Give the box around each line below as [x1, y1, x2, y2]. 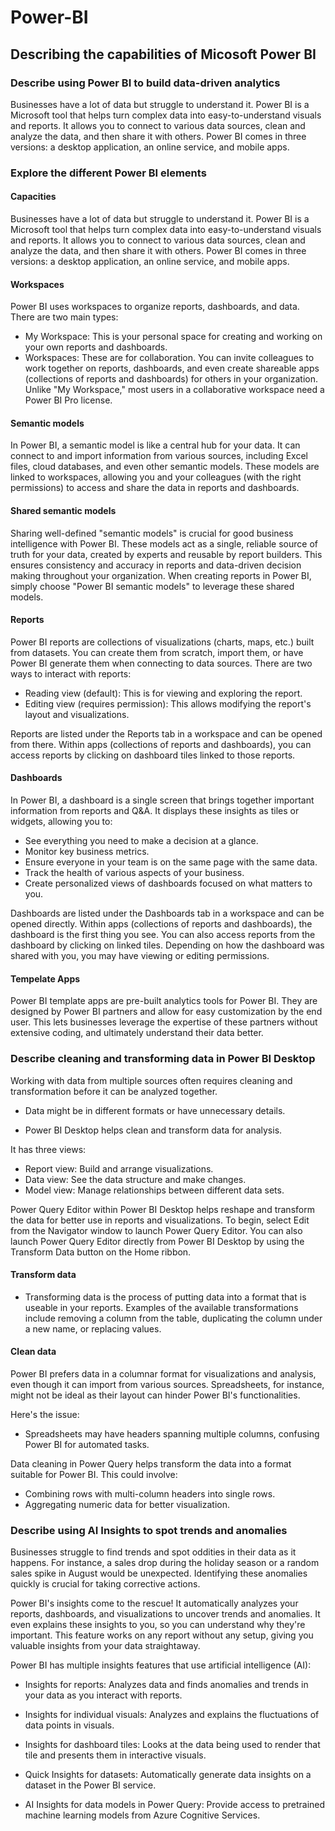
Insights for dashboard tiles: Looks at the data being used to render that [24, 1739, 321, 1751]
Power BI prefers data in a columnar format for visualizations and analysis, [10, 1367, 317, 1380]
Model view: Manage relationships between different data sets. [24, 1184, 285, 1196]
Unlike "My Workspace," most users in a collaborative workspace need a [24, 384, 325, 396]
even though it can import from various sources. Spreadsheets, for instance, [10, 1378, 325, 1390]
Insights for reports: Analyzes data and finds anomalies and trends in [24, 1679, 309, 1691]
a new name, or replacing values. [24, 1322, 162, 1335]
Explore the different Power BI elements [10, 166, 207, 180]
